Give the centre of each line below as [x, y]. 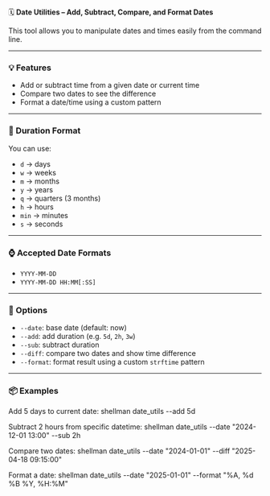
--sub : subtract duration [59, 345]
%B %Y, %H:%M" [38, 484]
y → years [37, 189]
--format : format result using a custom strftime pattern [112, 362]
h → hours [37, 207]
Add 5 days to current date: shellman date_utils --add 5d [102, 411]
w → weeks [38, 172]
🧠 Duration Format [45, 130]
